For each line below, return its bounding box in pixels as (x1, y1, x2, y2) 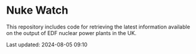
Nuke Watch (6, 4, 69, 17)
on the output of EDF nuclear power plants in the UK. (6, 29, 137, 36)
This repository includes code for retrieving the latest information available (6, 23, 191, 30)
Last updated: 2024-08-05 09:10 (6, 41, 88, 48)
